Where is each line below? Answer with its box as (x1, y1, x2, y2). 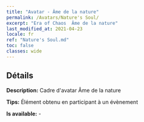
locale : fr (6, 31, 34, 37)
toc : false (6, 43, 34, 49)
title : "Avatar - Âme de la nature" (6, 8, 99, 15)
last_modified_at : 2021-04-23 (6, 25, 83, 32)
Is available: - (6, 110, 41, 117)
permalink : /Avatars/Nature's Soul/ (6, 14, 99, 21)
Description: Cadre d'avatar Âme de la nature (6, 86, 122, 94)
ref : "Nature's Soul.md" (6, 37, 69, 43)
